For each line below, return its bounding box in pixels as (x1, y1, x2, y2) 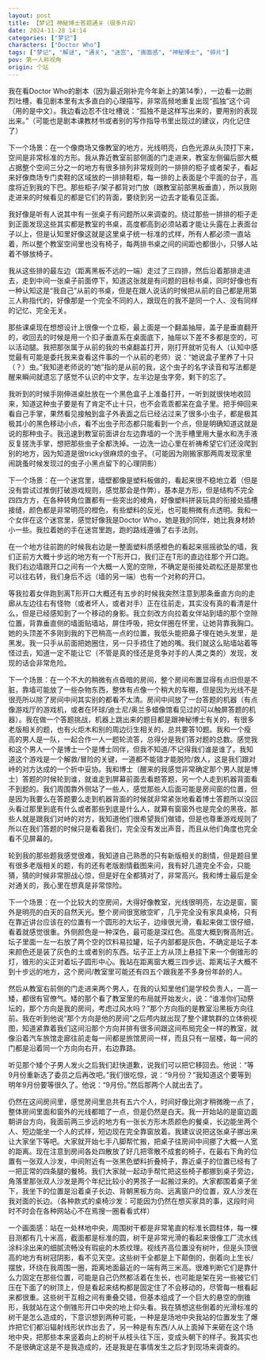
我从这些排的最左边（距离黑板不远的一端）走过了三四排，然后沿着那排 (8, 265, 237, 275)
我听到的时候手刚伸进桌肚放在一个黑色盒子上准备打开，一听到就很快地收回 (8, 388, 251, 398)
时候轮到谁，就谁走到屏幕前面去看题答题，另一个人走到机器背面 (42, 774, 251, 783)
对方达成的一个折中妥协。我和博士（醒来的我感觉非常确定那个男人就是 (21, 764, 251, 774)
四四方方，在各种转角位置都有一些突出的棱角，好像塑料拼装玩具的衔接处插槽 (8, 495, 258, 504)
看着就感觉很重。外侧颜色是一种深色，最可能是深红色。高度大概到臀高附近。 (8, 927, 258, 936)
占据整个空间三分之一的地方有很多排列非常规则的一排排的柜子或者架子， (8, 162, 244, 172)
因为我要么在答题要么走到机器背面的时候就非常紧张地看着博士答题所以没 (14, 793, 251, 803)
